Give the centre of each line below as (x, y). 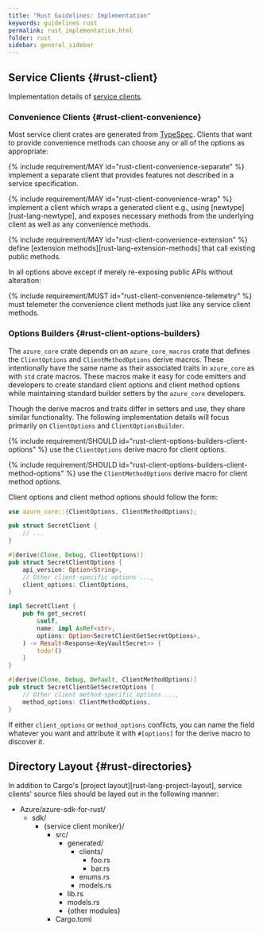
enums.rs (94, 877)
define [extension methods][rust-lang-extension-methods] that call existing (132, 248)
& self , (48, 621)
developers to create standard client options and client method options (124, 384)
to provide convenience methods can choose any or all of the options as (126, 143)
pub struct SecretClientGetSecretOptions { (81, 687)
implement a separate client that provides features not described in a (121, 175)
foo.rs (101, 860)
